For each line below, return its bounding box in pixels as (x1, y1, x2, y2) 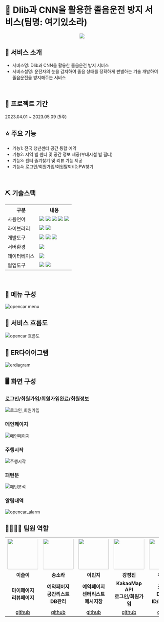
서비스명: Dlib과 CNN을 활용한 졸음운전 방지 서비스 (12, 62, 109, 68)
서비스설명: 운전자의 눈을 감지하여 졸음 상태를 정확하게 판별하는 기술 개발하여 (12, 68, 159, 74)
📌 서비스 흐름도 (5, 319, 48, 327)
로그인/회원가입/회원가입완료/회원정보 (5, 395, 89, 402)
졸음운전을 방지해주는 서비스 (12, 74, 66, 80)
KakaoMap (116, 580, 142, 587)
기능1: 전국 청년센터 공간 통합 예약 (12, 145, 77, 151)
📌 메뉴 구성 (5, 290, 37, 299)
